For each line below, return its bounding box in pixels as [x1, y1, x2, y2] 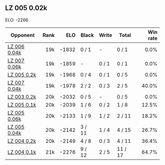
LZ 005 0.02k [5, 4, 48, 12]
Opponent [10, 31, 35, 38]
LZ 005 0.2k [7, 71, 36, 78]
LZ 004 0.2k [7, 137, 36, 144]
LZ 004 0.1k [7, 148, 36, 155]
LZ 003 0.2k [7, 93, 36, 100]
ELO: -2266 [5, 17, 28, 23]
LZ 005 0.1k [7, 101, 36, 108]
